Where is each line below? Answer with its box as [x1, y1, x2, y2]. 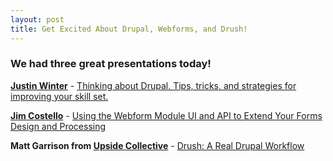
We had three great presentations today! [10, 57, 212, 71]
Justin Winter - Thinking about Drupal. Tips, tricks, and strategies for [10, 79, 297, 91]
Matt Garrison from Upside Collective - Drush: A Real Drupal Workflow [10, 139, 305, 151]
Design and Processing [10, 120, 107, 132]
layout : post [10, 14, 65, 25]
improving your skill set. [10, 90, 109, 102]
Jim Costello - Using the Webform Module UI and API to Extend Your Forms [10, 109, 323, 121]
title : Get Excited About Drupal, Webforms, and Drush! [10, 24, 248, 34]
